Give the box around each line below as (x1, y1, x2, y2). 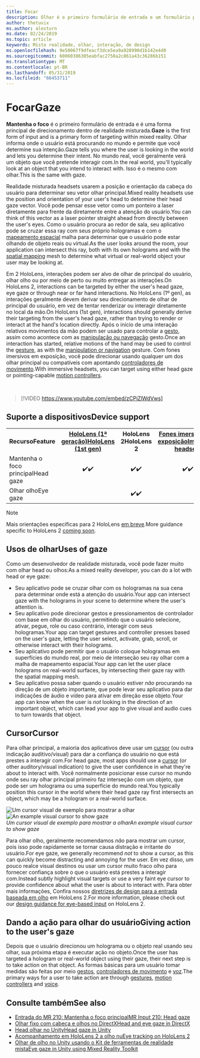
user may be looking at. (6, 259, 64, 266)
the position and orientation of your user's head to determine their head (6, 196, 182, 203)
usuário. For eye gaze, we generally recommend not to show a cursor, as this (6, 849, 193, 857)
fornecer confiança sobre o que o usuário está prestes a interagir (6, 868, 167, 876)
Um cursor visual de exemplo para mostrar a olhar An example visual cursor (6, 819, 192, 826)
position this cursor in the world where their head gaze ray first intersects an (6, 788, 194, 796)
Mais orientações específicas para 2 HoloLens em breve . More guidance (6, 520, 183, 528)
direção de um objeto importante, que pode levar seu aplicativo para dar (14, 685, 193, 693)
